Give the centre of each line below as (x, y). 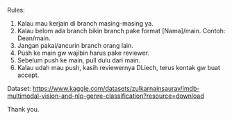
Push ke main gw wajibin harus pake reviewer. (83, 53)
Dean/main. (34, 38)
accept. (28, 75)
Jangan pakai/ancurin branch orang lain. (75, 45)
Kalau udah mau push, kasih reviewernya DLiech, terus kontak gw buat (119, 68)
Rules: (16, 10)
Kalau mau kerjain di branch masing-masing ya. (85, 23)
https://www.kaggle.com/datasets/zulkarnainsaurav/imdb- (116, 88)
